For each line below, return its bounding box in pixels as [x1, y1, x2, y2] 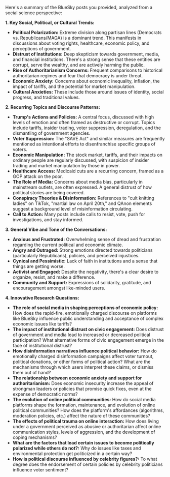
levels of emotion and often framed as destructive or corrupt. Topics [12, 120, 155, 125]
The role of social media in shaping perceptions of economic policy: [12, 305, 158, 311]
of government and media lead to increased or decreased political [12, 332, 151, 338]
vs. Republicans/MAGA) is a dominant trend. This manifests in [12, 35, 142, 41]
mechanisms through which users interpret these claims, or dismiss [12, 364, 154, 370]
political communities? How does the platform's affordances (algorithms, [12, 407, 164, 413]
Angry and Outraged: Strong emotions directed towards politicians [12, 247, 153, 253]
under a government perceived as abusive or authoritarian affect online [12, 424, 161, 429]
